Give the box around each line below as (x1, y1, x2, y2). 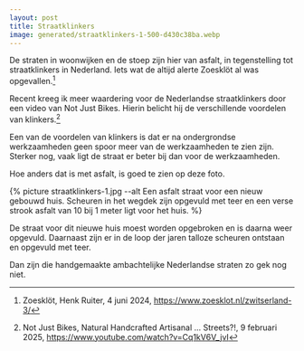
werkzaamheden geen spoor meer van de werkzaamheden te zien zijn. (9, 141, 274, 152)
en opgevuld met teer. (9, 242, 91, 252)
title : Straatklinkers (9, 22, 95, 31)
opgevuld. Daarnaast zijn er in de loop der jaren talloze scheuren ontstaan (9, 232, 285, 242)
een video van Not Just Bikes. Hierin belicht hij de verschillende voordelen (9, 103, 287, 114)
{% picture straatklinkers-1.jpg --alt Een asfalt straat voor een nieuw (9, 185, 263, 196)
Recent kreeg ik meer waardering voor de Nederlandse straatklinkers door (9, 93, 287, 104)
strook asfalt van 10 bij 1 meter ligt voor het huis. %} (9, 204, 203, 215)
